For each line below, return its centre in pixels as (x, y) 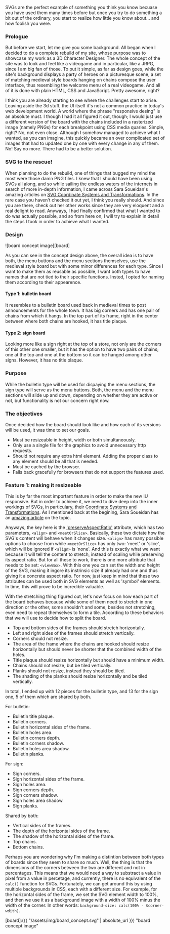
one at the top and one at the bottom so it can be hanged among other (78, 355)
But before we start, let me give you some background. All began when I (80, 48)
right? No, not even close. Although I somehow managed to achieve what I (83, 133)
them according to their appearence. (44, 282)
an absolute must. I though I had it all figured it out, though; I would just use (84, 116)
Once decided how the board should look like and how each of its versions (83, 424)
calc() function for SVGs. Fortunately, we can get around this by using (79, 884)
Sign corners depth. (33, 790)
